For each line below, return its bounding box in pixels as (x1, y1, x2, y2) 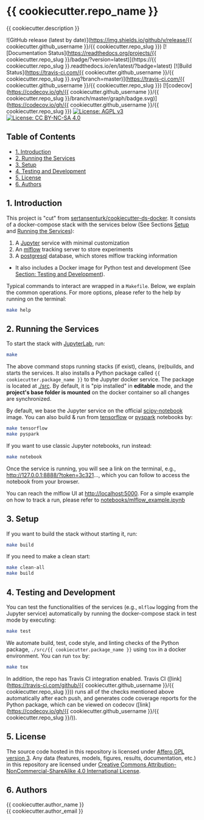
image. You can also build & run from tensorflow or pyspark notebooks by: (6, 414, 193, 421)
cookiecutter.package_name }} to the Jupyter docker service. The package (6, 376, 194, 383)
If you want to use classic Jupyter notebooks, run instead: (6, 442, 152, 449)
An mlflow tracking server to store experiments (15, 245, 133, 253)
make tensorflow (6, 425, 47, 431)
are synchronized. (6, 395, 52, 403)
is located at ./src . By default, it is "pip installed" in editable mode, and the (6, 383, 193, 390)
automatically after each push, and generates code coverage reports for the (6, 694, 197, 702)
